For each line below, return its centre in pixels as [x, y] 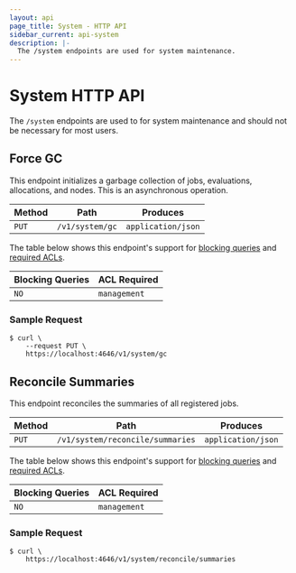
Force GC [36, 159]
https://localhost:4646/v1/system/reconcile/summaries [131, 559]
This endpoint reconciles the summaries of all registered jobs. [124, 403]
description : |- [40, 43]
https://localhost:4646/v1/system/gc [97, 354]
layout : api [32, 18]
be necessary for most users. [64, 131]
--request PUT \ [56, 347]
